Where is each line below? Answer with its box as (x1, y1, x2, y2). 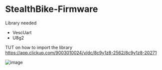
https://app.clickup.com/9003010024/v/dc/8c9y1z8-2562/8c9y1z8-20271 (5, 50, 157, 56)
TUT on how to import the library (5, 44, 73, 50)
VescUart (12, 29, 32, 35)
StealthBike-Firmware (5, 3, 98, 15)
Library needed (5, 20, 37, 26)
